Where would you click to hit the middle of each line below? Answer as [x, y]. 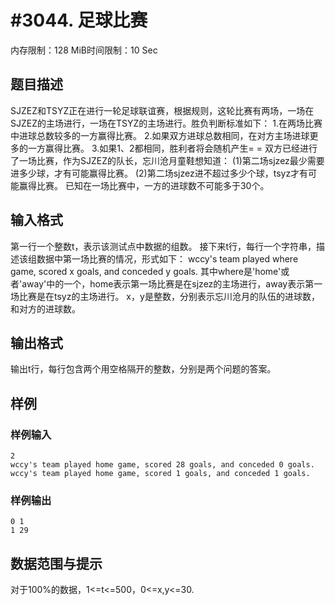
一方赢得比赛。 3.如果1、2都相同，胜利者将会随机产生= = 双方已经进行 [172, 148]
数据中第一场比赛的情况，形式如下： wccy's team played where [167, 258]
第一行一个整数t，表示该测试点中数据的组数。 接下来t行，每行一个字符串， [163, 246]
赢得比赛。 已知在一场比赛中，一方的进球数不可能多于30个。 [144, 185]
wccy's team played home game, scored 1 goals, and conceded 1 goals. [160, 474]
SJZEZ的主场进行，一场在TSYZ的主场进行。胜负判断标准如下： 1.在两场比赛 [166, 123]
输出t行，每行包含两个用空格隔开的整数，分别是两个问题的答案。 [143, 369]
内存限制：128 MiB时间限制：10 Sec [84, 50]
